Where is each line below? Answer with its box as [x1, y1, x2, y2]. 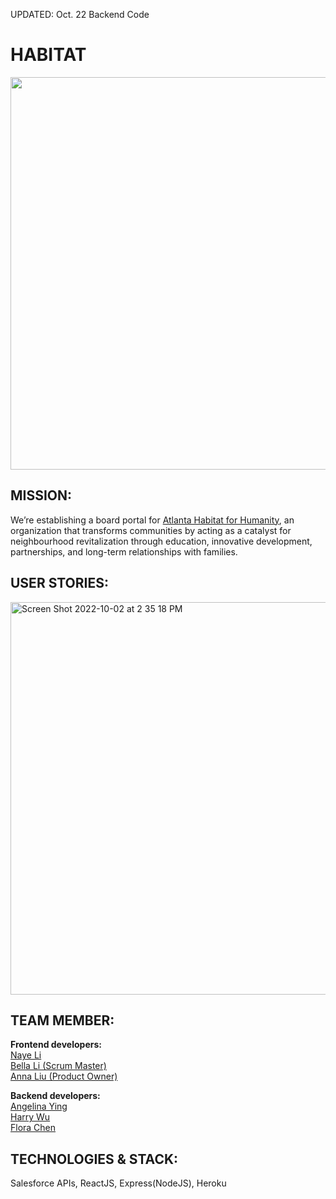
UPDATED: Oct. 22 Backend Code [10, 9, 150, 20]
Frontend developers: [10, 1039, 102, 1051]
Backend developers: [10, 1090, 101, 1102]
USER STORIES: [10, 575, 109, 592]
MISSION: [10, 487, 73, 504]
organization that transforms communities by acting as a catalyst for [10, 524, 292, 536]
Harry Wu [10, 1111, 51, 1123]
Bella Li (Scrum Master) [10, 1060, 107, 1072]
